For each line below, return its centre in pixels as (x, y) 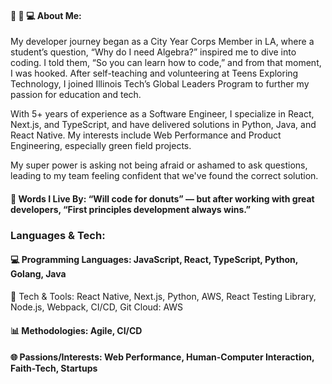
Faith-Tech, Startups (54, 368)
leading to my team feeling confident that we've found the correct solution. (164, 176)
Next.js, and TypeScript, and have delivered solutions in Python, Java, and (163, 125)
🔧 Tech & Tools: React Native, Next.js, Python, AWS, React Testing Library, (163, 296)
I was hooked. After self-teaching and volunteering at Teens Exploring (154, 73)
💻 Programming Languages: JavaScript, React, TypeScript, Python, (154, 260)
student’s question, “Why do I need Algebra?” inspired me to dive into (153, 52)
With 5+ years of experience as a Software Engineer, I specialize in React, (162, 114)
